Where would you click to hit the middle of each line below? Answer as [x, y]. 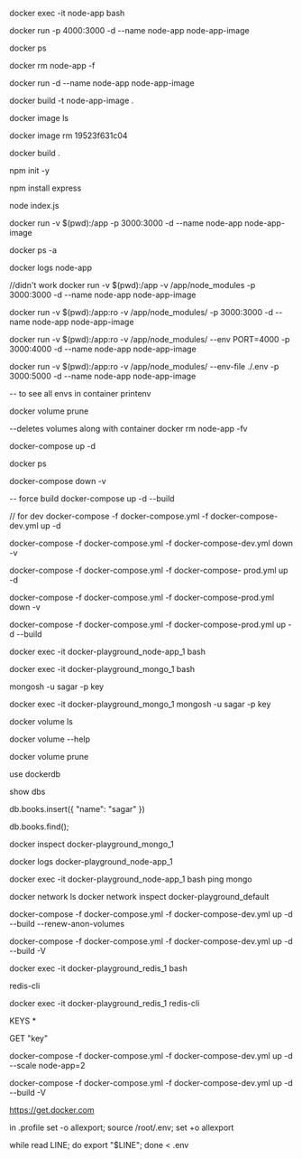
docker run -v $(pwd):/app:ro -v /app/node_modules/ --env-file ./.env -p [144, 366]
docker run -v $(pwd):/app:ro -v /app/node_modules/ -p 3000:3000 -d [141, 312]
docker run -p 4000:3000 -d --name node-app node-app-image [129, 30]
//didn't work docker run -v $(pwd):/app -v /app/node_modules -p [133, 285]
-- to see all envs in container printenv [80, 393]
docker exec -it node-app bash [67, 13]
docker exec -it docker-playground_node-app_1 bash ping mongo [131, 879]
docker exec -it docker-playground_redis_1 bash [98, 968]
